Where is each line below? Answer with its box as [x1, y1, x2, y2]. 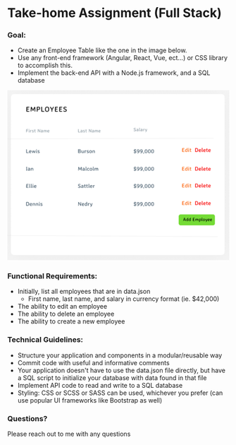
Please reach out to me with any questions [7, 429, 131, 438]
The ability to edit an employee [17, 302, 108, 311]
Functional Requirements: [7, 271, 98, 281]
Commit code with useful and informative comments [17, 358, 170, 367]
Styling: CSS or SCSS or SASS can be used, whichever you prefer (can [17, 388, 223, 397]
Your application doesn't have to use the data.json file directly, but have [17, 366, 226, 374]
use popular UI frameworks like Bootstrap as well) [17, 396, 163, 404]
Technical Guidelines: [7, 335, 83, 345]
